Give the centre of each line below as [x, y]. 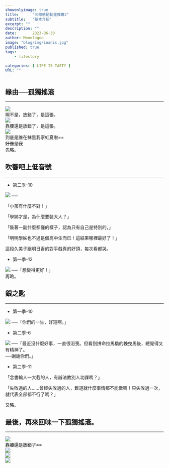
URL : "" [13, 70]
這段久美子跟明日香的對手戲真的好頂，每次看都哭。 [58, 249]
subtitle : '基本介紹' [28, 19]
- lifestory [27, 56]
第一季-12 [22, 259]
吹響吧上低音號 [28, 167]
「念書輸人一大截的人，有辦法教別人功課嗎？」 [54, 377]
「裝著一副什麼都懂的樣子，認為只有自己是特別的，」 [59, 227]
